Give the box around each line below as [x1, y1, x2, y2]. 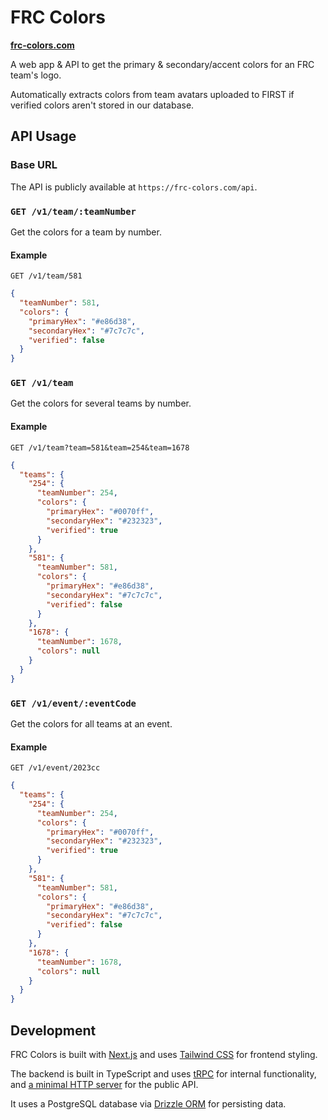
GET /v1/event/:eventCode [10, 697, 137, 709]
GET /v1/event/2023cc [10, 763, 101, 773]
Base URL [10, 158, 58, 172]
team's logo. [10, 69, 62, 81]
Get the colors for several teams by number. [10, 397, 192, 410]
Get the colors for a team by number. [10, 226, 162, 238]
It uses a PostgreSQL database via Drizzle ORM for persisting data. [10, 1097, 287, 1110]
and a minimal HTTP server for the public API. [10, 1078, 199, 1090]
